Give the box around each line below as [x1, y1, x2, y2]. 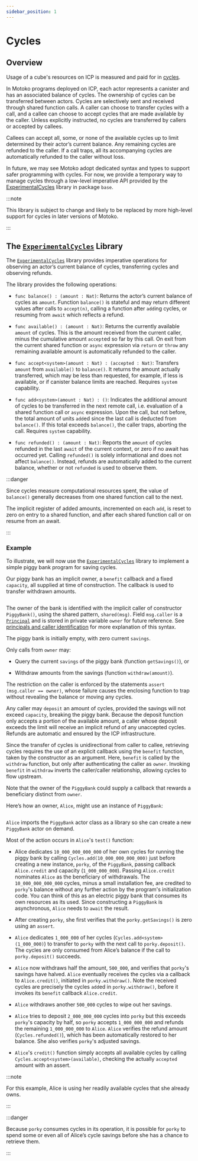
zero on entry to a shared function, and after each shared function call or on [6, 511, 191, 518]
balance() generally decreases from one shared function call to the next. [6, 493, 183, 501]
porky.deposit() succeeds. [14, 952, 82, 960]
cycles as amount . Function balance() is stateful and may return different [14, 299, 190, 306]
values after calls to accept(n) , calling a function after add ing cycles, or [14, 305, 187, 312]
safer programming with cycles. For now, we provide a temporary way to [6, 171, 183, 178]
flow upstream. [6, 772, 43, 780]
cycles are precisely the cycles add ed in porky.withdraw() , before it [14, 983, 178, 990]
